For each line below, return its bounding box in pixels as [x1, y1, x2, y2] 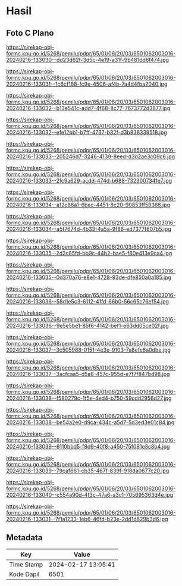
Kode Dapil [9, 570, 40, 578]
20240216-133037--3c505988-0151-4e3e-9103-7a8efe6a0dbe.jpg [6, 346, 171, 353]
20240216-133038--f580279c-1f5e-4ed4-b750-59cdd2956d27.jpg [6, 394, 172, 402]
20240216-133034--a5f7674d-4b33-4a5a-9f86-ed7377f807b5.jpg [6, 225, 171, 233]
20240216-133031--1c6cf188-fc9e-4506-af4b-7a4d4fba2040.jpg [6, 80, 168, 87]
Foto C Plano [6, 28, 54, 38]
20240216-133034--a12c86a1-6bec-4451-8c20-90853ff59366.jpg [6, 201, 171, 208]
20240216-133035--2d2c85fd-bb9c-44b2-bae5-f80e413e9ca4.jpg [6, 250, 172, 256]
